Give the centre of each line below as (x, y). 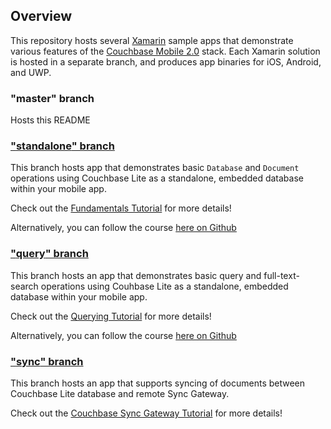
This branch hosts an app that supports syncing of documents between (158, 383)
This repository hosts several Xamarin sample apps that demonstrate (152, 40)
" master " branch (52, 98)
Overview (41, 16)
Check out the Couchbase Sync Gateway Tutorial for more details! (146, 413)
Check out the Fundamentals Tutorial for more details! (121, 208)
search (24, 286)
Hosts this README (50, 120)
